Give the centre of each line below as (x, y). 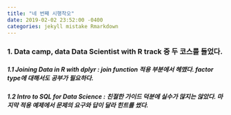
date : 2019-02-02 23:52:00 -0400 (55, 20)
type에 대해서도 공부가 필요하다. (51, 78)
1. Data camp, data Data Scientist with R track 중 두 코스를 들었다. (115, 52)
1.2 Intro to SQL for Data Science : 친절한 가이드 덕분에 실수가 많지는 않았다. (111, 96)
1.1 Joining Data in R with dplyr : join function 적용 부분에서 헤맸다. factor (110, 69)
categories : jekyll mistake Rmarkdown (63, 26)
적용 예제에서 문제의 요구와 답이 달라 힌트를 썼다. (84, 105)
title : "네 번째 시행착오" (41, 13)
